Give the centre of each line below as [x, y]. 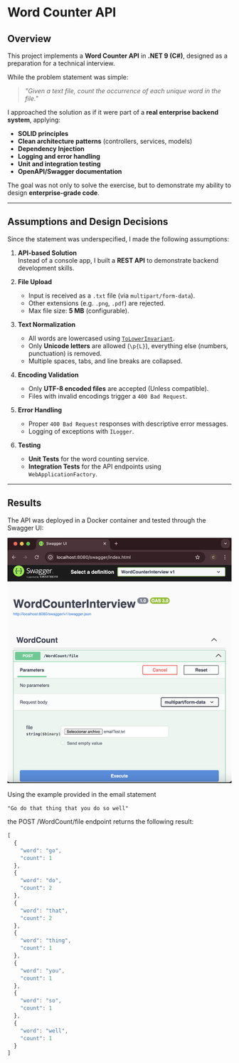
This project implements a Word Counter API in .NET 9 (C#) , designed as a [117, 56]
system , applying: [34, 120]
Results [25, 503]
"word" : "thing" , [46, 941]
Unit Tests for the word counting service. [89, 459]
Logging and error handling [59, 156]
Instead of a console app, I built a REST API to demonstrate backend [118, 260]
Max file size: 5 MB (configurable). [79, 310]
